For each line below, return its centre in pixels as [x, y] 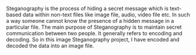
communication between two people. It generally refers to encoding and [94, 33]
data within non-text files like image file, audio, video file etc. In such [107, 15]
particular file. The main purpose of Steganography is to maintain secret [94, 27]
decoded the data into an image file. [50, 46]
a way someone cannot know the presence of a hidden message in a [90, 21]
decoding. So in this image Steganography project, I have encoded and [93, 39]
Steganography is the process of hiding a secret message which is [87, 8]
